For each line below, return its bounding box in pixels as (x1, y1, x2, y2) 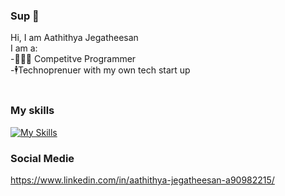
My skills (10, 104, 55, 118)
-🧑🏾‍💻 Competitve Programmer (10, 53, 137, 65)
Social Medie (10, 151, 75, 165)
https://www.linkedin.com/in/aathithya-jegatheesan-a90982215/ (10, 174, 275, 186)
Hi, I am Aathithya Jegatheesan (10, 32, 139, 44)
